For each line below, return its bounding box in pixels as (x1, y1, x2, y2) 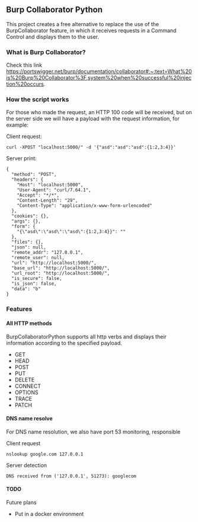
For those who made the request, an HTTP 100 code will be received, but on (6, 109, 193, 116)
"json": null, (11, 244, 46, 250)
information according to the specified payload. (6, 339, 123, 347)
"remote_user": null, (11, 255, 65, 261)
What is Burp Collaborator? (6, 48, 86, 56)
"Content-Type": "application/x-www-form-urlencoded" (17, 203, 152, 209)
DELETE (14, 376, 35, 383)
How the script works (6, 95, 69, 103)
